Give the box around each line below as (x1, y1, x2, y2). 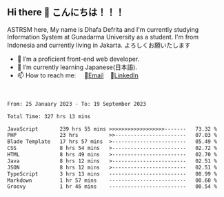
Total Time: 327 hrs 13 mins (7, 113, 91, 120)
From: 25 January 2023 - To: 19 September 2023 (7, 100, 147, 107)
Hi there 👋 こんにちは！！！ (7, 6, 125, 19)
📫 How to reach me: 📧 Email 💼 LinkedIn (17, 71, 139, 79)
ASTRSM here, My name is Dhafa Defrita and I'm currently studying (7, 25, 199, 33)
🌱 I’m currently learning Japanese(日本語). (17, 63, 138, 71)
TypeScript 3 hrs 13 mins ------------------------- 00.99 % (7, 170, 217, 178)
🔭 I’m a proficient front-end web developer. (17, 55, 140, 63)
